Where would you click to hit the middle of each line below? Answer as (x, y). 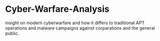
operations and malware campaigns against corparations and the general (80, 28)
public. (12, 33)
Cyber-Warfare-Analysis (57, 9)
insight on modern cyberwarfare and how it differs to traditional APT (75, 23)
